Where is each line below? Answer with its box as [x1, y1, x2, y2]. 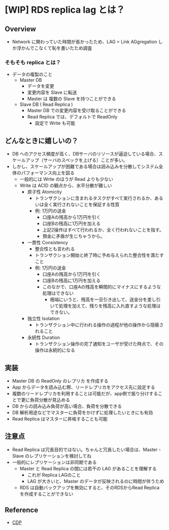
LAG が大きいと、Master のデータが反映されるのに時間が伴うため [27, 478, 164, 484]
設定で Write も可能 [35, 120, 76, 126]
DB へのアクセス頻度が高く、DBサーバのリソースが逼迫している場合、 [12, 151, 159, 157]
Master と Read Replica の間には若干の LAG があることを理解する [19, 465, 157, 471]
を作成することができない [19, 490, 74, 497]
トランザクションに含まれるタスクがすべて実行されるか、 [35, 195, 155, 201]
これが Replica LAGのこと [27, 472, 81, 478]
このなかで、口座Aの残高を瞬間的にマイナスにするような [42, 284, 161, 290]
